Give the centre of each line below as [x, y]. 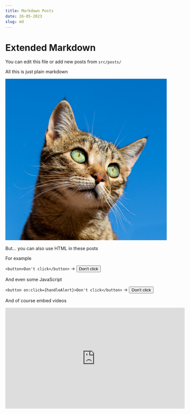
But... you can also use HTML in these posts [52, 249]
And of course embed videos [36, 301]
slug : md [15, 22]
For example [18, 258]
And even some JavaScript [34, 280]
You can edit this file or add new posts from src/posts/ [64, 62]
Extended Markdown [50, 47]
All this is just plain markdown [37, 72]
